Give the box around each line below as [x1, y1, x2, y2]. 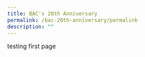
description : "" [7, 23, 54, 30]
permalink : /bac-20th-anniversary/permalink [7, 17, 138, 24]
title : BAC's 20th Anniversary [7, 10, 98, 17]
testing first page [7, 42, 56, 51]
